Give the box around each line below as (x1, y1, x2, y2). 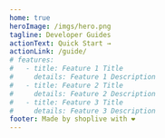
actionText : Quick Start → (9, 38, 112, 48)
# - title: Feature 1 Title (9, 64, 124, 74)
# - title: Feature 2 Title (9, 81, 124, 90)
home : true (9, 13, 51, 23)
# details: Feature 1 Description (9, 73, 156, 82)
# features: (9, 55, 54, 64)
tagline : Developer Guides (9, 30, 112, 39)
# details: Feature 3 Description (9, 106, 156, 115)
